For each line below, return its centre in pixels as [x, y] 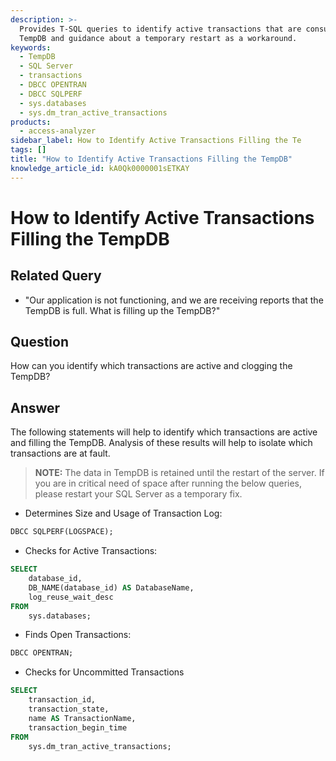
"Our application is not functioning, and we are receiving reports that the [174, 300]
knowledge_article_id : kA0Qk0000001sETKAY [100, 168]
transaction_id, [62, 700]
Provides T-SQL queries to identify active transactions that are [160, 29]
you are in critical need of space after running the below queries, [168, 483]
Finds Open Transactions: [78, 635]
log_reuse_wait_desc [71, 597]
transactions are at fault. [60, 453]
